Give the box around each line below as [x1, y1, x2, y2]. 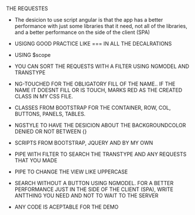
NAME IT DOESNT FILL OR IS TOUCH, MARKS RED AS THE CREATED [14, 87, 183, 93]
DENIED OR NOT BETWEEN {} [14, 128, 87, 135]
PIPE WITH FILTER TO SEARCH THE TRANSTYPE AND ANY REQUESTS [14, 151, 187, 158]
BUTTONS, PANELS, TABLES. [14, 111, 86, 117]
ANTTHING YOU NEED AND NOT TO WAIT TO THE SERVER [14, 192, 159, 199]
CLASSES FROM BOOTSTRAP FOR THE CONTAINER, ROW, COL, [14, 104, 171, 111]
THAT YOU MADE [14, 157, 57, 163]
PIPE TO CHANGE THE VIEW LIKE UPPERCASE [14, 168, 128, 175]
